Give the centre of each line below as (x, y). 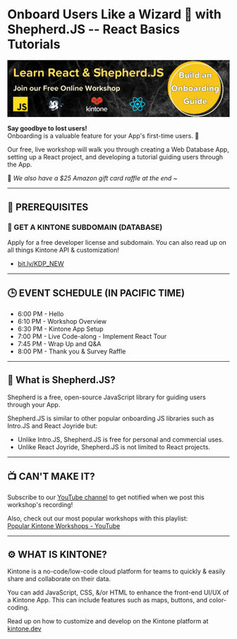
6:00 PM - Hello (41, 314)
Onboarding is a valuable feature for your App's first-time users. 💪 (103, 136)
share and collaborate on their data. (59, 579)
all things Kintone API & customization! (63, 250)
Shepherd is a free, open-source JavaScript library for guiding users (107, 397)
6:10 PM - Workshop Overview (62, 321)
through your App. (34, 404)
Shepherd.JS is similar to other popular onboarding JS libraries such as (111, 418)
